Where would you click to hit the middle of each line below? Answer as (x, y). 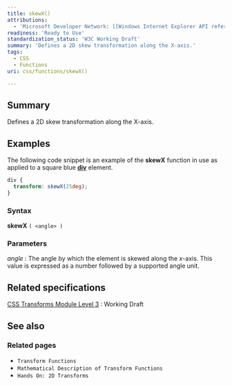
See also (26, 326)
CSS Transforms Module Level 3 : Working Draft (75, 304)
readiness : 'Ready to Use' (46, 33)
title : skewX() (29, 13)
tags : (15, 52)
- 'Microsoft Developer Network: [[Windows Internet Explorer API (111, 26)
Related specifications (56, 287)
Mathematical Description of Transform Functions (90, 368)
